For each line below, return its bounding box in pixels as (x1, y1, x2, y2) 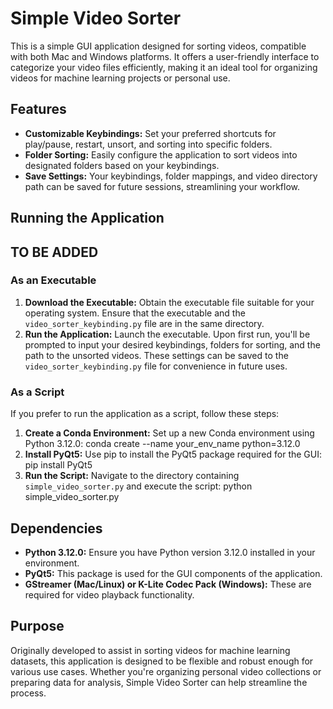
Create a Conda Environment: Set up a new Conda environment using (24, 427, 315, 439)
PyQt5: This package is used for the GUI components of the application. (24, 567, 323, 579)
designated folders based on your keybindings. (24, 159, 220, 171)
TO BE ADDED (10, 243, 99, 261)
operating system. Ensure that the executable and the (24, 307, 246, 319)
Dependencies (10, 520, 103, 537)
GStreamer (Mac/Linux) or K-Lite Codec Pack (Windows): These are (24, 578, 312, 590)
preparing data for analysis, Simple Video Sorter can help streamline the (10, 676, 308, 688)
